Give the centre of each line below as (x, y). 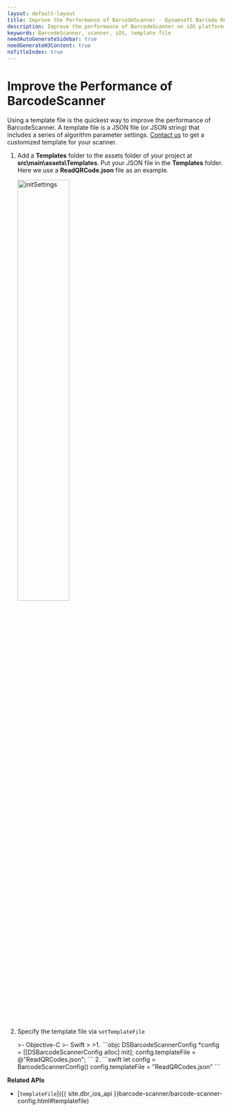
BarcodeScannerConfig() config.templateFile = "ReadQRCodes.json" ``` (119, 1066)
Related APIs (26, 1080)
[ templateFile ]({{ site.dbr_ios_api (65, 1093)
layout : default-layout (41, 13)
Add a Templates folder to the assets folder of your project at (105, 155)
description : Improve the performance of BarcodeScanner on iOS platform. (117, 26)
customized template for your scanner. (62, 142)
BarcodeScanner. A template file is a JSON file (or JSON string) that (104, 127)
